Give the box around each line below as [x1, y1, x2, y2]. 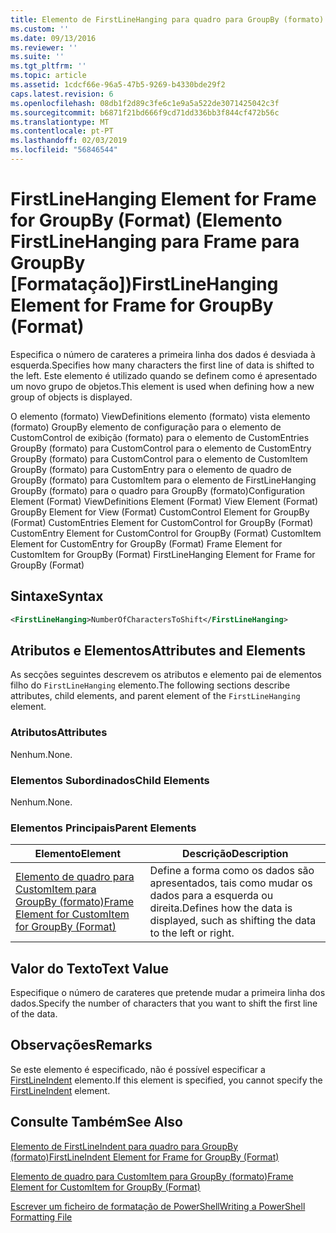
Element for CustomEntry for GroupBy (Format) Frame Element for [10, 537, 283, 550]
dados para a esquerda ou [149, 889, 274, 903]
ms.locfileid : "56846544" [10, 145, 118, 155]
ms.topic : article [10, 71, 87, 81]
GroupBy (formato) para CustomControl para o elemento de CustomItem [10, 452, 308, 465]
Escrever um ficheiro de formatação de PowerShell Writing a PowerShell [10, 1200, 306, 1212]
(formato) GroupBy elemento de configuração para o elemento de [10, 421, 282, 433]
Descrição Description [182, 847, 289, 861]
